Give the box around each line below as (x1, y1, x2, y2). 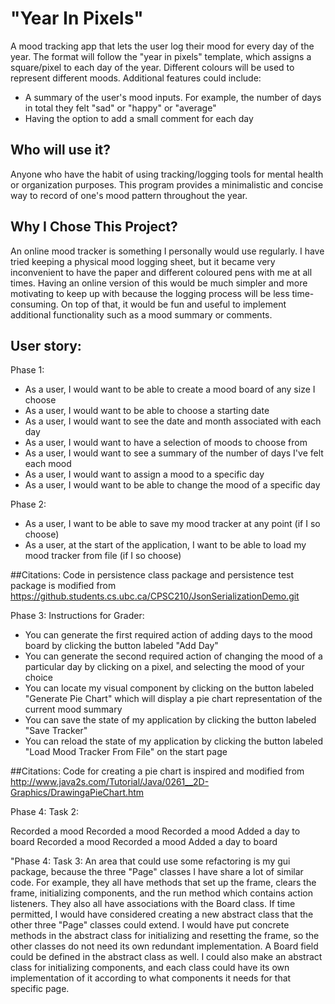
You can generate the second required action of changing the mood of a (24, 650, 323, 662)
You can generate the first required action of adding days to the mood (24, 629, 313, 641)
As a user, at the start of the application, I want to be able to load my (24, 539, 307, 551)
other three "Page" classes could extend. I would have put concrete (10, 919, 290, 931)
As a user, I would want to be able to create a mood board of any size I (24, 383, 316, 396)
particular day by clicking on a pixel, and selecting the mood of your (24, 661, 305, 673)
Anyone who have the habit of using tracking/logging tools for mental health (10, 168, 324, 180)
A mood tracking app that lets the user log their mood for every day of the (10, 40, 315, 52)
